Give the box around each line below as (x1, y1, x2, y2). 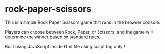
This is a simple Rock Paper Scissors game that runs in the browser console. (5, 19, 161, 25)
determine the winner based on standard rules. (5, 34, 100, 40)
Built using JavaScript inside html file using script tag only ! (5, 43, 125, 49)
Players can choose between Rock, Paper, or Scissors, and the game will (5, 29, 153, 35)
